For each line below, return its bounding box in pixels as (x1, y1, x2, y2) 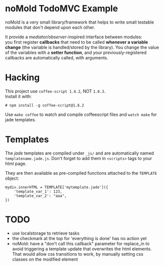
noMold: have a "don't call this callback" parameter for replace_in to (12, 240, 150, 246)
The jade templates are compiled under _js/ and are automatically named (5, 150, 154, 156)
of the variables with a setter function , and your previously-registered (5, 50, 147, 55)
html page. (5, 160, 27, 166)
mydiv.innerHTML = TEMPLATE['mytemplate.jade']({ (5, 185, 109, 189)
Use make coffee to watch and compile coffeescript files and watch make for (5, 111, 157, 117)
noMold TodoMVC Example (5, 3, 118, 14)
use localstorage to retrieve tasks (12, 230, 80, 236)
